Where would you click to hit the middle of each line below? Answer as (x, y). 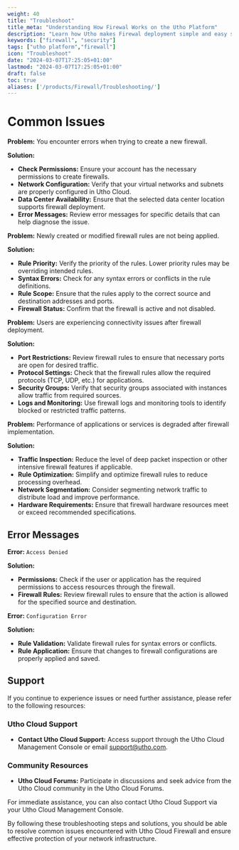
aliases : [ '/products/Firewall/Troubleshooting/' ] (84, 87)
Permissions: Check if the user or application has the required (109, 579)
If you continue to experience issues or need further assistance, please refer (119, 698)
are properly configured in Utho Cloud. (74, 192)
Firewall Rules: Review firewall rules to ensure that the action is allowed (123, 594)
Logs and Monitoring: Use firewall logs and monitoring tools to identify (122, 403)
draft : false (27, 73)
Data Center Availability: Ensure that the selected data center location (121, 199)
